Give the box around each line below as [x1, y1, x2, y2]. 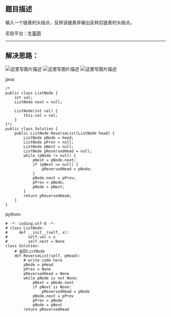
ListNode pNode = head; [23, 135, 74, 140]
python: [5, 211, 21, 217]
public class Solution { [5, 126, 58, 131]
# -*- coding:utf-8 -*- [5, 221, 56, 226]
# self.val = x [5, 234, 56, 239]
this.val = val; [23, 113, 58, 118]
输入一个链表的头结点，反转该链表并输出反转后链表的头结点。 [5, 19, 135, 26]
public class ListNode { [5, 90, 58, 95]
